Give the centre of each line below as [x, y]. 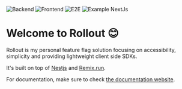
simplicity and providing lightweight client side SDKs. [72, 56]
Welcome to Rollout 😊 [62, 33]
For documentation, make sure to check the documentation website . [91, 79]
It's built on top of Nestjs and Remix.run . [56, 67]
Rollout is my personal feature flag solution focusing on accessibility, [91, 50]
